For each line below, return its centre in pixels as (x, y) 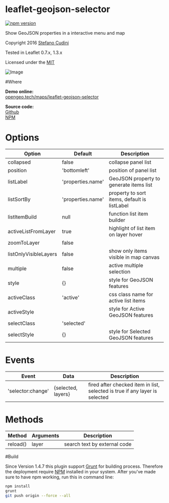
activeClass (21, 297)
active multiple (126, 265)
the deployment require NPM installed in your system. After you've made (80, 471)
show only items (128, 251)
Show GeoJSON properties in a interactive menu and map (65, 33)
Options (22, 138)
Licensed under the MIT (30, 62)
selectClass (21, 323)
